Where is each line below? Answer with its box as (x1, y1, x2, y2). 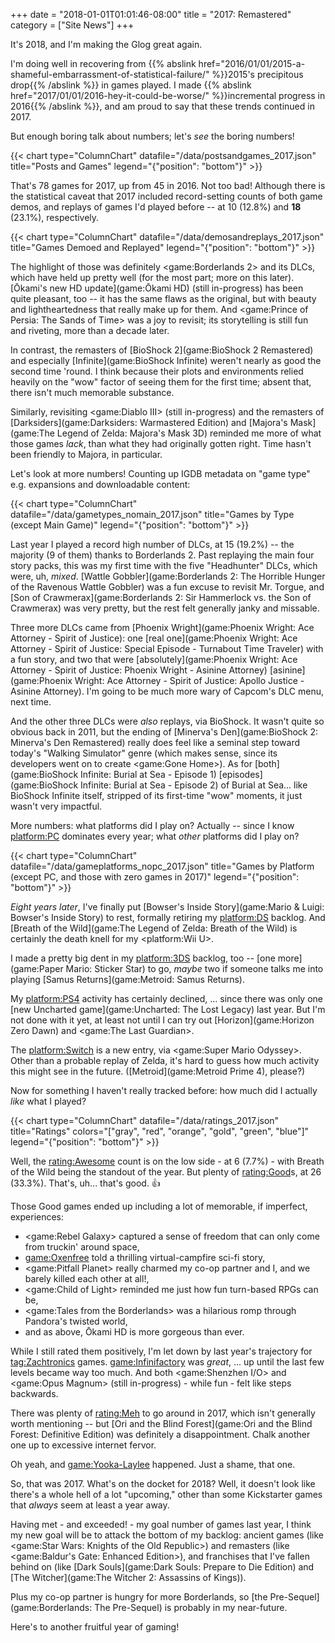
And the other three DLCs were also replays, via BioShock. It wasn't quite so (10, 715, 325, 727)
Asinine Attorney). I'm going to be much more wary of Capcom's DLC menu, (10, 685, 324, 697)
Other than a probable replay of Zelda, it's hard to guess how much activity (10, 1055, 320, 1066)
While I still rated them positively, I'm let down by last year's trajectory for (10, 1345, 313, 1357)
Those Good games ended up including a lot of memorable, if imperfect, (10, 1200, 308, 1212)
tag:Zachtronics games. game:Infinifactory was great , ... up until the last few (10, 1356, 325, 1368)
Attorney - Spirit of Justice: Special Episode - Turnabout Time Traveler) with (10, 643, 324, 654)
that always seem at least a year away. (10, 1499, 170, 1511)
